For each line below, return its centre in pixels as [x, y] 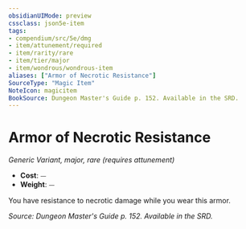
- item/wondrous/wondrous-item [61, 68]
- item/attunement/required [55, 46]
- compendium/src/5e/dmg [50, 38]
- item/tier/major [39, 61]
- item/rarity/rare [41, 53]
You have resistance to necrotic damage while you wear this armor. [120, 201]
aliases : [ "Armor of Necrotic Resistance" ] [82, 76]
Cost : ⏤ [33, 176]
